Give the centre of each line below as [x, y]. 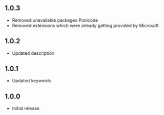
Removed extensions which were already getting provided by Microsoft [85, 25]
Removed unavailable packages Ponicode [55, 20]
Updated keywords [31, 81]
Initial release [25, 109]
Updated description [33, 53]
